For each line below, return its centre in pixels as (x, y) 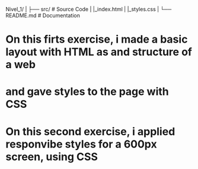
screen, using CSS (52, 157)
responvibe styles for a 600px (82, 144)
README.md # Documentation (43, 15)
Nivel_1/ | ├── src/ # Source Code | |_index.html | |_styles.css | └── (89, 9)
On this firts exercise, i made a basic (97, 39)
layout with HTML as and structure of (99, 52)
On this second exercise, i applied (90, 131)
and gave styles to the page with (87, 92)
